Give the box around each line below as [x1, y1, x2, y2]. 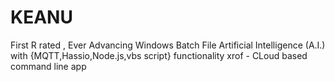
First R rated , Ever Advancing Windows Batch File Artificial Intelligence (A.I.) [10, 39, 326, 51]
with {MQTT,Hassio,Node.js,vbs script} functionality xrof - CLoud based [10, 49, 308, 61]
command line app [10, 60, 87, 72]
